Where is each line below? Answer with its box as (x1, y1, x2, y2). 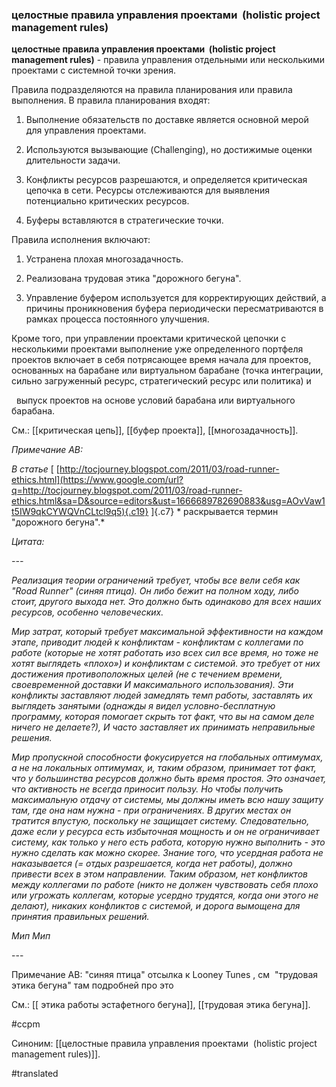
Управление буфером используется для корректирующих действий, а (25, 292, 327, 304)
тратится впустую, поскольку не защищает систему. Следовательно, (11, 815, 310, 827)
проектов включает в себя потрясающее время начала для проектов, (11, 354, 312, 366)
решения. (11, 732, 53, 744)
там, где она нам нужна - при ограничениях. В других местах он (11, 804, 292, 817)
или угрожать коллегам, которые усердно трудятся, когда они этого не (11, 889, 319, 902)
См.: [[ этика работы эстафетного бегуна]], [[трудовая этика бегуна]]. (11, 999, 311, 1011)
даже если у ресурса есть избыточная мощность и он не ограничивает (11, 826, 320, 838)
